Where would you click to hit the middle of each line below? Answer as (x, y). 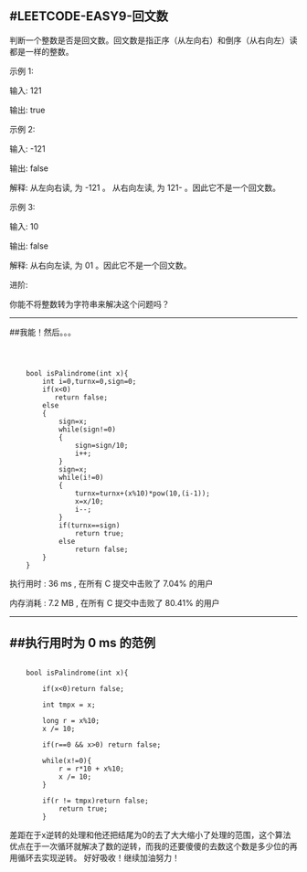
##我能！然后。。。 (42, 332)
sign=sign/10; (101, 445)
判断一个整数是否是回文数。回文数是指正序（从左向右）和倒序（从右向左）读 (153, 40)
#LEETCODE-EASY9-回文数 (89, 16)
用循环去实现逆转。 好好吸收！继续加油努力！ (95, 857)
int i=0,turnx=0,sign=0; (90, 381)
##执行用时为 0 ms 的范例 (83, 643)
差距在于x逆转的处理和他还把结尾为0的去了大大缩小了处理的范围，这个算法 (150, 835)
